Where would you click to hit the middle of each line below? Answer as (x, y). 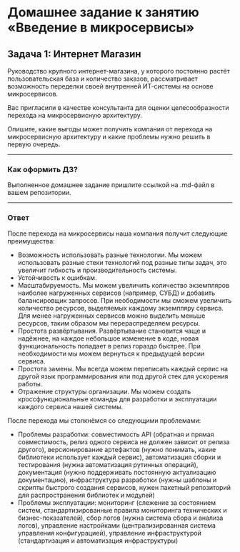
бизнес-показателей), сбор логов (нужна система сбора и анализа (120, 518)
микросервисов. (33, 94)
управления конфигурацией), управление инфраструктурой (109, 533)
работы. (30, 383)
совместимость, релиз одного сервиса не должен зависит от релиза (124, 442)
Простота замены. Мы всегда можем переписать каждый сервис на (123, 368)
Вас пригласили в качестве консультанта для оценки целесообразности (118, 107)
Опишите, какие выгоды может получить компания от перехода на (110, 129)
